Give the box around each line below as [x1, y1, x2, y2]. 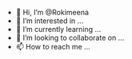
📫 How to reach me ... [15, 42, 90, 51]
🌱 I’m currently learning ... [15, 25, 102, 33]
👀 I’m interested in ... [15, 16, 84, 26]
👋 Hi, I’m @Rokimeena [15, 8, 90, 17]
